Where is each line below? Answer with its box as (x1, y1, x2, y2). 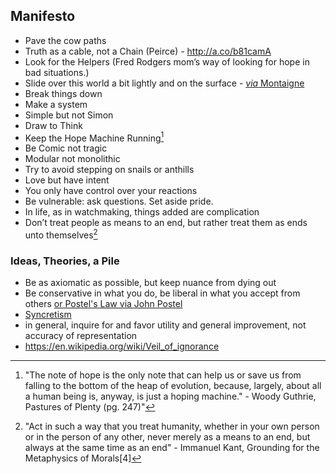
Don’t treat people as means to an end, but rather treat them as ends (24, 217, 308, 229)
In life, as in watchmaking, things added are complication (24, 206, 260, 218)
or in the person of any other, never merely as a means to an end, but (24, 431, 311, 443)
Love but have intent (24, 174, 110, 186)
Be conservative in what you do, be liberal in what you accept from (24, 287, 301, 299)
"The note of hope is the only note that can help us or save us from (24, 369, 302, 381)
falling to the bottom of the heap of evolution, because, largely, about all (24, 380, 322, 392)
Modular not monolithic (24, 153, 121, 165)
